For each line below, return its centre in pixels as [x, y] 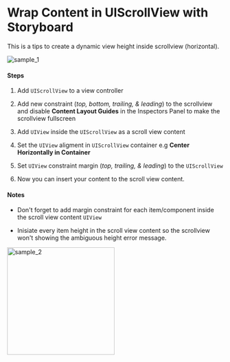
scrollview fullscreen [46, 119]
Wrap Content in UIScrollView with [108, 13]
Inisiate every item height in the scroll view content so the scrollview [114, 231]
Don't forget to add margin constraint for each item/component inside [115, 210]
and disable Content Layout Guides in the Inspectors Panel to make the [118, 111]
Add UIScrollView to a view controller [70, 91]
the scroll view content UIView [59, 217]
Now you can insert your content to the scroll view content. [101, 179]
